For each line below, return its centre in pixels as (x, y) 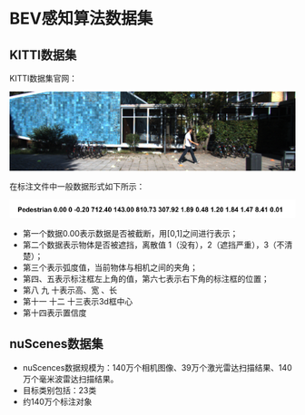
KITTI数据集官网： (43, 78)
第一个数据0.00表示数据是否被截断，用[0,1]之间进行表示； (130, 233)
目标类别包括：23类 (59, 390)
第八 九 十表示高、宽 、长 (70, 290)
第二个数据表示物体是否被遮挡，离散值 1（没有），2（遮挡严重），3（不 (153, 245)
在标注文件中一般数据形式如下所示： (77, 186)
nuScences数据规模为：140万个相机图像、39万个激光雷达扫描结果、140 (157, 367)
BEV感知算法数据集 (81, 19)
